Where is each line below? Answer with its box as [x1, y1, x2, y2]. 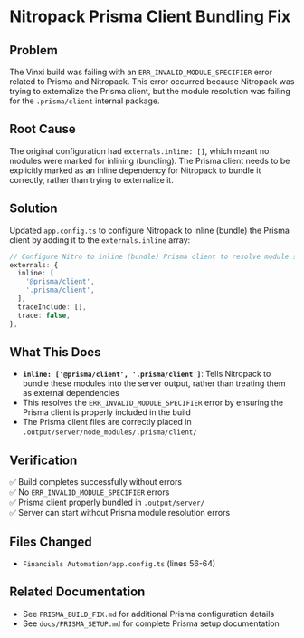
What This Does [9, 344, 101, 360]
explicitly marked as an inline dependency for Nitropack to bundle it [9, 165, 261, 176]
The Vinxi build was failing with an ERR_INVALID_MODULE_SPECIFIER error [9, 66, 273, 77]
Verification [9, 452, 78, 468]
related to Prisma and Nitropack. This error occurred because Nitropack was [9, 76, 295, 87]
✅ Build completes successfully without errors [9, 477, 183, 488]
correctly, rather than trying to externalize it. [9, 174, 174, 185]
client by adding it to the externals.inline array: [9, 234, 191, 246]
